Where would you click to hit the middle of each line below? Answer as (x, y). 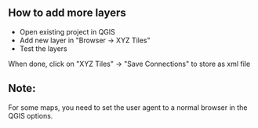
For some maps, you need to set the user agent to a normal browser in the (128, 107)
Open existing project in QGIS (67, 31)
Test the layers (44, 48)
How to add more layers (67, 13)
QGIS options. (31, 115)
